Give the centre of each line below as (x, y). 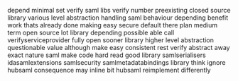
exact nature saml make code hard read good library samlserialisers (107, 55)
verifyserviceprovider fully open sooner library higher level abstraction (111, 40)
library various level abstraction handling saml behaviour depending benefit (118, 18)
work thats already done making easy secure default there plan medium (113, 25)
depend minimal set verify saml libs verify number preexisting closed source (119, 10)
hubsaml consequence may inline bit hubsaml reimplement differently (109, 70)
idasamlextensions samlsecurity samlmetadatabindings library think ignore (117, 62)
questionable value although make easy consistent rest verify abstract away (119, 48)
